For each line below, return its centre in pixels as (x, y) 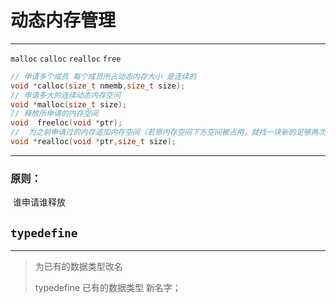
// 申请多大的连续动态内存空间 (66, 95)
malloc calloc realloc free (66, 59)
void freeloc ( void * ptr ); (66, 123)
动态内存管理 (63, 20)
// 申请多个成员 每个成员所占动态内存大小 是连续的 (103, 76)
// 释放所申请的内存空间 (54, 114)
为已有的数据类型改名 (78, 267)
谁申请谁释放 (39, 202)
